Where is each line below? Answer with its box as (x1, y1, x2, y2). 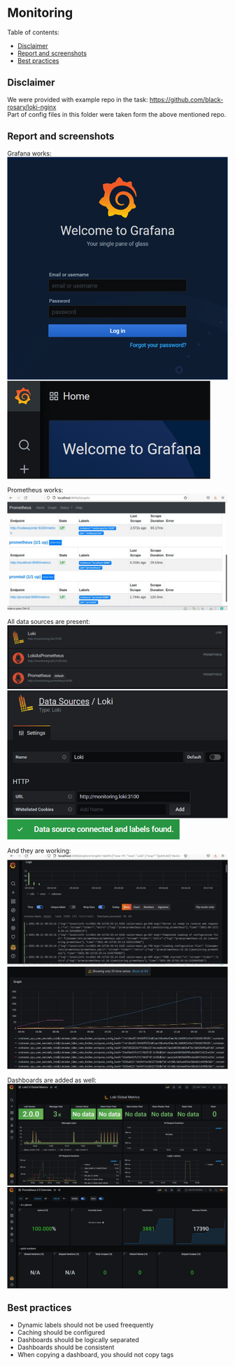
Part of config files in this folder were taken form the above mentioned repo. (7, 110, 227, 118)
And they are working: (7, 846, 71, 855)
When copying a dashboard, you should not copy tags (17, 1350, 174, 1358)
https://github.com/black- (149, 95, 224, 104)
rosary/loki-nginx (7, 103, 57, 111)
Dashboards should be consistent (17, 1343, 115, 1351)
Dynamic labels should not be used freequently (17, 1321, 154, 1329)
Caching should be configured (17, 1328, 106, 1337)
